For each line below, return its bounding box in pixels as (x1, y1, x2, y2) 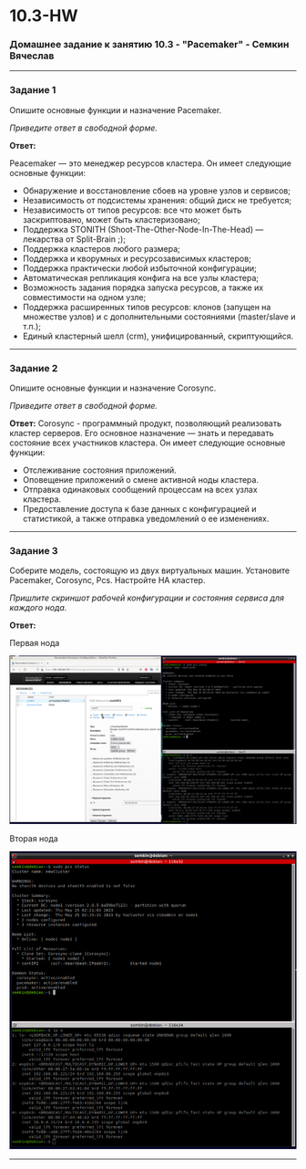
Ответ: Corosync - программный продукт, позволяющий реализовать (9, 418, 282, 429)
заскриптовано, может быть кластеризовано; (22, 214, 200, 224)
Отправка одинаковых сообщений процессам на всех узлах (22, 485, 258, 496)
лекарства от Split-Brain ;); (22, 234, 126, 245)
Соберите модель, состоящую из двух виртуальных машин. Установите (9, 565, 291, 576)
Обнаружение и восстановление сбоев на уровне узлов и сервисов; (22, 184, 291, 196)
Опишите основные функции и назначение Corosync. (9, 382, 217, 393)
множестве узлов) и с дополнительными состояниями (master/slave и (22, 311, 296, 322)
